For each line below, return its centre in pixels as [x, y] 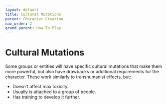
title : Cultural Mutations [33, 14]
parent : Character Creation [34, 19]
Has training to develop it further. [46, 97]
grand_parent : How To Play [33, 28]
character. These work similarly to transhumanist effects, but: [68, 77]
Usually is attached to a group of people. [54, 92]
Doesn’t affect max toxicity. [40, 87]
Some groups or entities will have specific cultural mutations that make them [83, 66]
